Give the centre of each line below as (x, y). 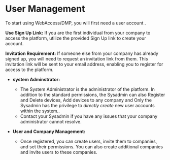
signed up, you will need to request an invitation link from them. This (77, 58)
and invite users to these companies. (59, 152)
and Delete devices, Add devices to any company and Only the (86, 100)
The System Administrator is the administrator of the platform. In (87, 89)
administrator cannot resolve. (51, 121)
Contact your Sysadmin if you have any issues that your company (89, 116)
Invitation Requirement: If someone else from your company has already (82, 53)
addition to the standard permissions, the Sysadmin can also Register (93, 94)
